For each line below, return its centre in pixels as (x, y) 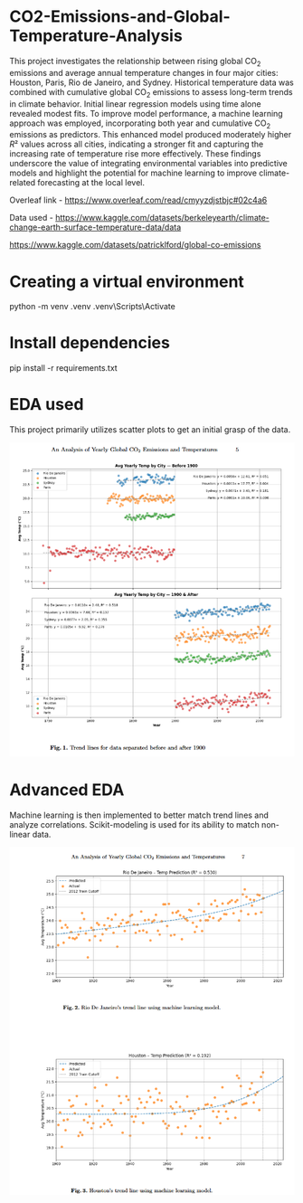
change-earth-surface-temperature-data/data (95, 227)
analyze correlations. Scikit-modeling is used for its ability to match (134, 824)
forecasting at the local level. (91, 183)
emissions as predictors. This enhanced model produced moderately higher (151, 135)
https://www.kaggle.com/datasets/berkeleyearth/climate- (162, 218)
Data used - (32, 218)
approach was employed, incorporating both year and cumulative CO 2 (140, 124)
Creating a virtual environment (127, 281)
